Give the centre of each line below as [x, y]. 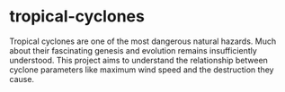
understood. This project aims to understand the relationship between [138, 60]
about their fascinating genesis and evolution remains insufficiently [134, 50]
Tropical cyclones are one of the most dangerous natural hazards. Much [143, 41]
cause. [22, 79]
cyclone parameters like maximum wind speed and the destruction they [142, 70]
